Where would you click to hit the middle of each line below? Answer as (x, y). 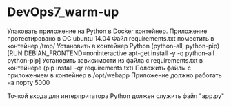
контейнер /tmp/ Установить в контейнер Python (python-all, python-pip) (113, 46)
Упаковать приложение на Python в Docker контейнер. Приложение (107, 31)
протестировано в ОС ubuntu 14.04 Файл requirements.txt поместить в (111, 38)
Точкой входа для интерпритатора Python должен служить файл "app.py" (116, 96)
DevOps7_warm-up (63, 12)
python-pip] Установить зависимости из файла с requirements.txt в (105, 60)
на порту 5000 (29, 82)
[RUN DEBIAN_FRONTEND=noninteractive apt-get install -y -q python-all (111, 53)
